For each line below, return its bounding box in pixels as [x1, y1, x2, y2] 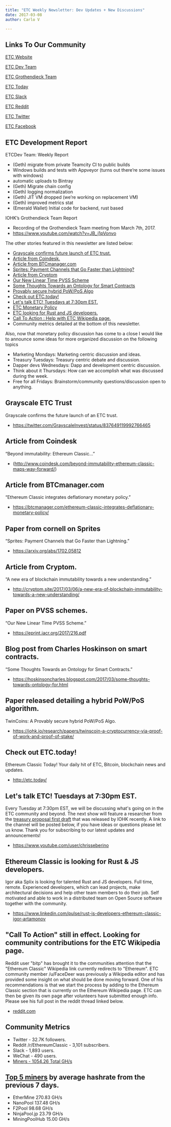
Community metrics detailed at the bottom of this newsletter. [12, 320, 140, 327]
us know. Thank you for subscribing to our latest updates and [5, 827, 134, 833]
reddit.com [12, 1008, 36, 1014]
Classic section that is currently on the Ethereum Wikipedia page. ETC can [5, 987, 162, 993]
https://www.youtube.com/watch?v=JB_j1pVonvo [12, 231, 116, 236]
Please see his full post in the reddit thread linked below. [5, 998, 124, 1004]
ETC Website [5, 54, 33, 60]
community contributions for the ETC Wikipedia [5, 938, 161, 947]
